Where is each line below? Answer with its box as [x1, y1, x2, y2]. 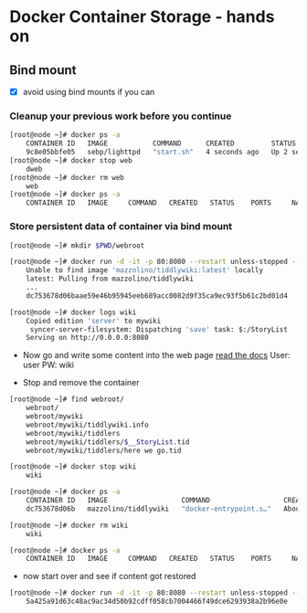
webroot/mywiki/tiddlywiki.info [26, 420, 149, 429]
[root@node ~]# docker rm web [9, 173, 125, 182]
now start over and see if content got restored [22, 571, 196, 582]
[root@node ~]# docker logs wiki [9, 308, 137, 317]
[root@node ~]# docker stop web [9, 155, 132, 165]
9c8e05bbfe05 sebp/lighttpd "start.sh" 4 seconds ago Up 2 [26, 148, 288, 157]
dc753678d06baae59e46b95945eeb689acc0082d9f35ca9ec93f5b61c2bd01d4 [26, 291, 288, 301]
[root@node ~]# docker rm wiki [9, 521, 129, 530]
